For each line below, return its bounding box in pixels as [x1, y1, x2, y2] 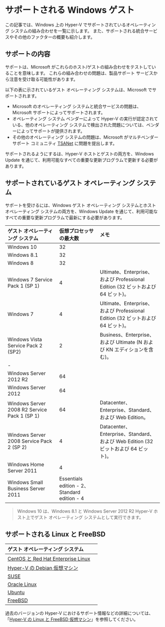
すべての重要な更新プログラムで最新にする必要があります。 [5, 214, 125, 220]
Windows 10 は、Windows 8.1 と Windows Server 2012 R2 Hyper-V [17, 508, 153, 514]
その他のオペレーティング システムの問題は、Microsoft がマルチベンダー [12, 134, 159, 140]
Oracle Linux [7, 581, 37, 588]
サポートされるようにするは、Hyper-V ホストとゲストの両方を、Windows [5, 151, 154, 157]
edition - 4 [59, 495, 84, 502]
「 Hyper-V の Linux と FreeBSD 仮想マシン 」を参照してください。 [5, 617, 138, 623]
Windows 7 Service [7, 276, 53, 283]
